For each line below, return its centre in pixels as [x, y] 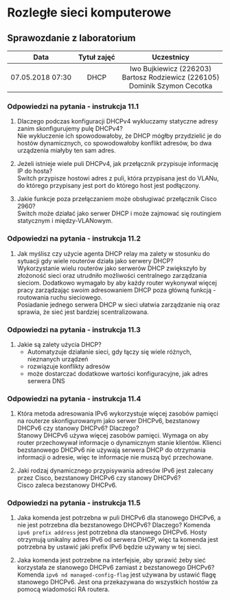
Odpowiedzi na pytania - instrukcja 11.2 [74, 239]
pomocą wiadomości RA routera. [63, 589]
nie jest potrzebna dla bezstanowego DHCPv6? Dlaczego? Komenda [114, 525]
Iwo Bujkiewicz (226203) [171, 69]
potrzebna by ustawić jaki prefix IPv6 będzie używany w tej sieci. [109, 547]
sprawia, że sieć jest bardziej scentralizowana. [83, 312]
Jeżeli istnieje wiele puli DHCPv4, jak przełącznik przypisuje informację [118, 164]
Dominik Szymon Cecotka [171, 86]
